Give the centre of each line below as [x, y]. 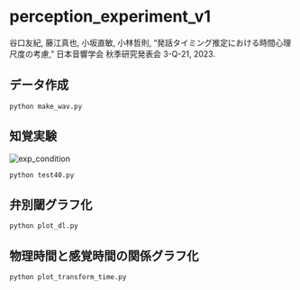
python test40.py [42, 175]
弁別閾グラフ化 [51, 204]
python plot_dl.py [44, 226]
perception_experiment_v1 [110, 17]
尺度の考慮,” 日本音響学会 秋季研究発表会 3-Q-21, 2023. [113, 54]
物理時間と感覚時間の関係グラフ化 [104, 255]
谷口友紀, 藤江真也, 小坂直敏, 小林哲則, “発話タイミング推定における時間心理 [150, 42]
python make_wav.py [46, 106]
